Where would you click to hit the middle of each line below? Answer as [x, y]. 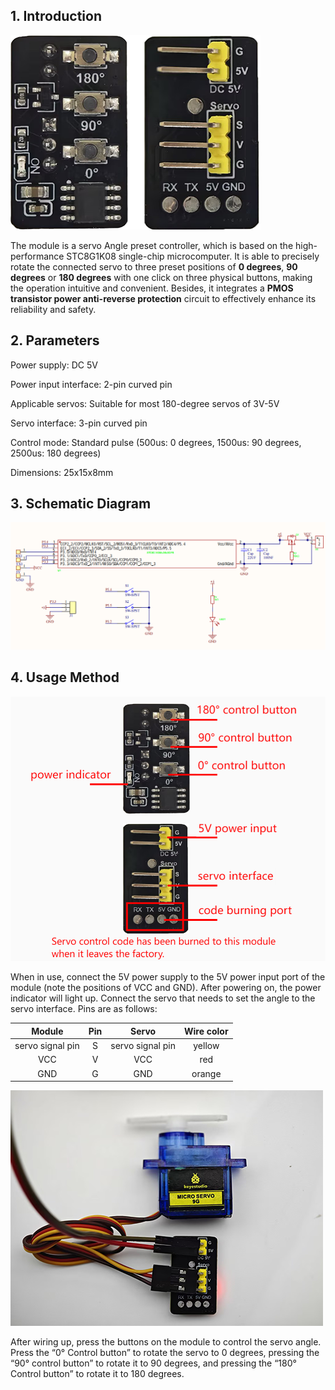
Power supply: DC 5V [54, 365]
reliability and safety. [53, 309]
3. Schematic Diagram [81, 504]
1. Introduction [56, 16]
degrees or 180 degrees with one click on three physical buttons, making [161, 277]
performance [37, 256]
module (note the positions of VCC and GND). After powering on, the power [166, 988]
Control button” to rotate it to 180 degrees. [97, 1374]
